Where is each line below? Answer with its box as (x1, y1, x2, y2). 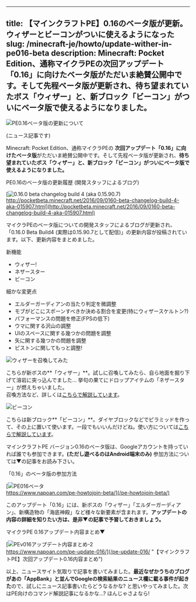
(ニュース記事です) (6, 132, 51, 139)
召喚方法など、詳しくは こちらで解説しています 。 (6, 391, 123, 398)
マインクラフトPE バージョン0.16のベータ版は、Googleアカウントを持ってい (6, 443, 188, 450)
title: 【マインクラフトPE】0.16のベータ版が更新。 (6, 19, 188, 29)
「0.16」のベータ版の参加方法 (6, 470, 77, 477)
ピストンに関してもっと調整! (14, 344, 83, 351)
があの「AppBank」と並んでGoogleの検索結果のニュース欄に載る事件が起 (6, 575, 184, 582)
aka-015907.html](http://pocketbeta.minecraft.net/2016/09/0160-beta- (6, 203, 176, 210)
